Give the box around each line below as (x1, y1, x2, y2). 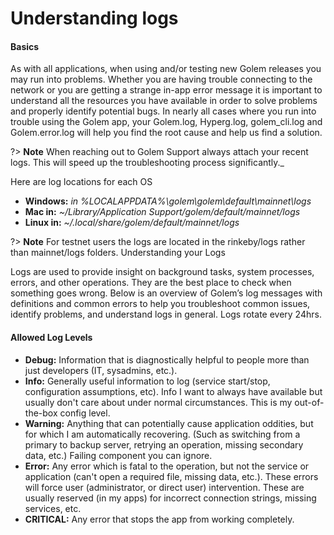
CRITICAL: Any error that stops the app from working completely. (24, 513, 295, 525)
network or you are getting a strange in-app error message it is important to (10, 84, 323, 96)
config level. (59, 407, 111, 419)
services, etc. (24, 502, 82, 514)
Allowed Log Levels (10, 331, 93, 343)
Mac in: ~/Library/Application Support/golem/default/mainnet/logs (24, 206, 301, 218)
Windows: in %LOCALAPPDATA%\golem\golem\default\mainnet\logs (24, 195, 312, 207)
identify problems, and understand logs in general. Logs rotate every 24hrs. (10, 308, 322, 321)
